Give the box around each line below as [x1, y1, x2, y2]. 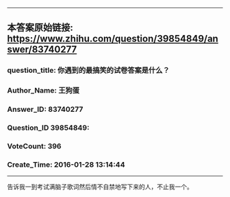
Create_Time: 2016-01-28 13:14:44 [7, 159, 125, 169]
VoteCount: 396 [7, 141, 62, 151]
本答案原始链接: [7, 22, 74, 34]
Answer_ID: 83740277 [7, 104, 84, 114]
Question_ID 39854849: [7, 123, 90, 132]
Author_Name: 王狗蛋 [7, 86, 80, 95]
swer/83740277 [7, 44, 77, 56]
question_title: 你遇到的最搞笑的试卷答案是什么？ [7, 66, 170, 76]
